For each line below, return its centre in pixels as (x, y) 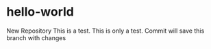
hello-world (40, 12)
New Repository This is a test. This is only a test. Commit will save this (105, 31)
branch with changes (36, 37)
